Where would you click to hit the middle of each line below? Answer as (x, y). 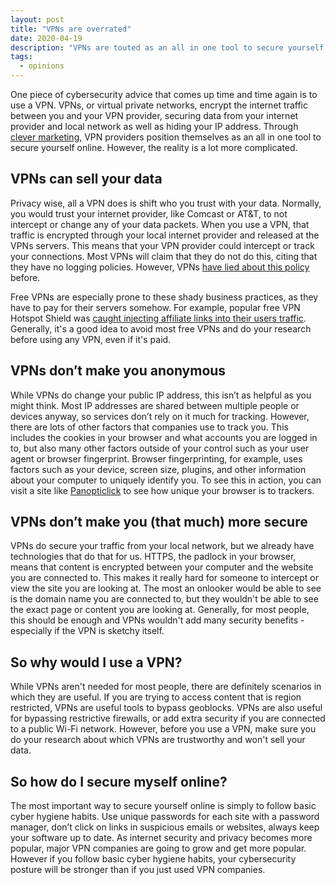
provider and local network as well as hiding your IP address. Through (154, 126)
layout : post (37, 19)
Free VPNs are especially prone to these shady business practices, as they (164, 297)
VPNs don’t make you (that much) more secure (159, 522)
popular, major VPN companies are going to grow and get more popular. (158, 848)
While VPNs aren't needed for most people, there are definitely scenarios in (166, 687)
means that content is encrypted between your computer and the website (162, 567)
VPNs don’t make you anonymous (118, 371)
